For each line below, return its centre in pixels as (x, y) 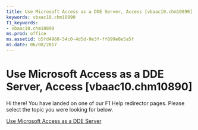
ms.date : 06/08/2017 (32, 45)
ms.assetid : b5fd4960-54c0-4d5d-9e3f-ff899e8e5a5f (70, 39)
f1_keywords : (22, 23)
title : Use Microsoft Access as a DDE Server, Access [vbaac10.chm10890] (100, 12)
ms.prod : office (26, 34)
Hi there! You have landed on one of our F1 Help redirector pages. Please (95, 103)
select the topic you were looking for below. (60, 109)
